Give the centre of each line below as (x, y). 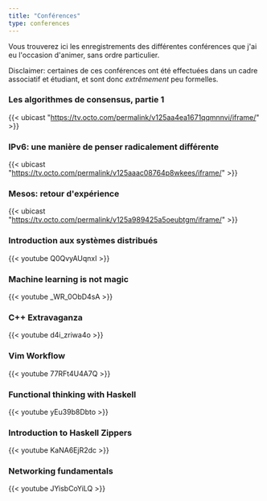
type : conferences (39, 23)
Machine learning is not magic (68, 279)
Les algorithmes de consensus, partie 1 (86, 100)
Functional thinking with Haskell (72, 394)
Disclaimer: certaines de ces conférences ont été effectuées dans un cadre (133, 70)
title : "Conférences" (45, 16)
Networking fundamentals (61, 471)
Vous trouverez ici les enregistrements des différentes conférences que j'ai (133, 46)
